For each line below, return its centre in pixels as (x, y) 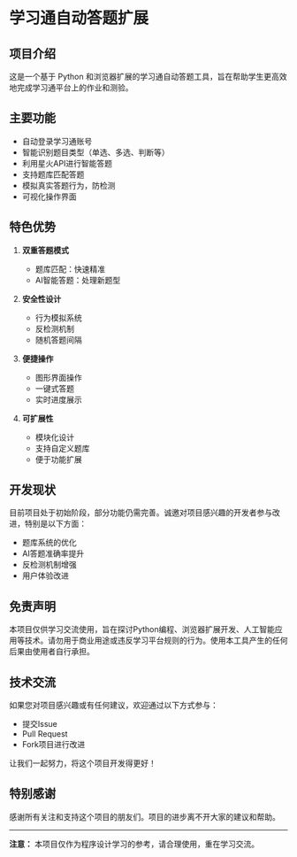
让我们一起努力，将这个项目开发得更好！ (83, 763)
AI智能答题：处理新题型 (78, 280)
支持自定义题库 (62, 448)
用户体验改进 (45, 575)
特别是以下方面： (55, 524)
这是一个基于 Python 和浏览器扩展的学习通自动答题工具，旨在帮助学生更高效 (148, 77)
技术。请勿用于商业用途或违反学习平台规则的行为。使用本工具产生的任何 (156, 641)
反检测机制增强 (49, 565)
